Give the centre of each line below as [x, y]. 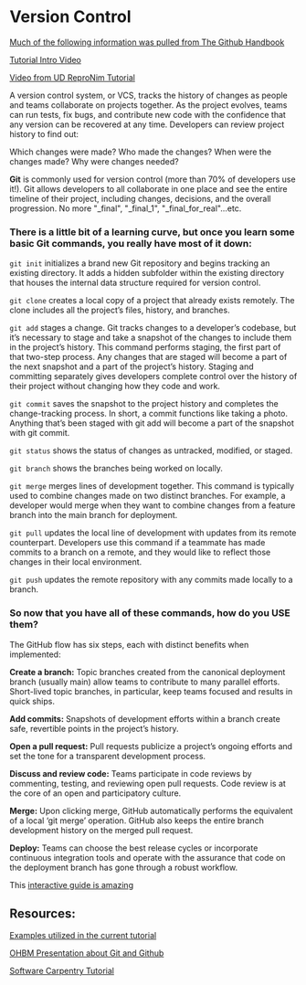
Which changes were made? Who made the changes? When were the [141, 152]
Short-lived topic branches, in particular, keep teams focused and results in [151, 691]
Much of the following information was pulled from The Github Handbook [147, 42]
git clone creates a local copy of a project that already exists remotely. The [152, 301]
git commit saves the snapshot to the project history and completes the [144, 404]
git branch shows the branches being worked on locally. [116, 469]
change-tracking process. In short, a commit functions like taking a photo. [149, 414]
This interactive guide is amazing [72, 884]
